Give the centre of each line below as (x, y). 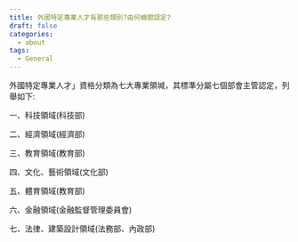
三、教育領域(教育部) (48, 153)
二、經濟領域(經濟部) (48, 134)
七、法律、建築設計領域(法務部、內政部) (82, 229)
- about (32, 42)
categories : (31, 34)
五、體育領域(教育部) (48, 191)
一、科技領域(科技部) (48, 115)
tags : (19, 51)
